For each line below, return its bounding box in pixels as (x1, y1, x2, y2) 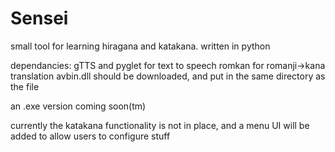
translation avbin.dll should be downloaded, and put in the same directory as (10, 70, 326, 82)
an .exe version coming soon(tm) (10, 100, 147, 112)
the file (10, 80, 40, 92)
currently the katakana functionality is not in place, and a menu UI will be (10, 119, 310, 131)
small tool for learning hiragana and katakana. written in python (10, 40, 271, 52)
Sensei (10, 7, 69, 30)
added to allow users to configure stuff (10, 130, 171, 142)
